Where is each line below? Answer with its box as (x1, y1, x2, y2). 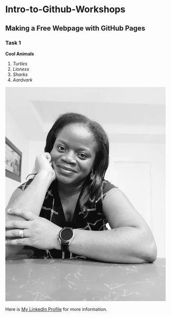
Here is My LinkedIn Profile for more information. (5, 306, 108, 312)
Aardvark (12, 76, 33, 83)
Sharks (12, 71, 28, 77)
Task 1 (5, 39, 21, 46)
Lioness (12, 66, 30, 72)
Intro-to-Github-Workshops (5, 4, 126, 15)
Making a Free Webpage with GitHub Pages (5, 24, 146, 33)
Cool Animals (5, 50, 35, 57)
